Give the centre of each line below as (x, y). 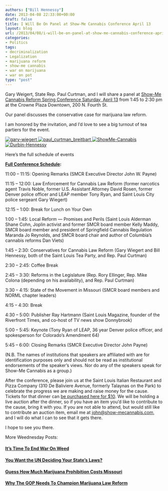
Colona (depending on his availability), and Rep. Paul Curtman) (70, 280)
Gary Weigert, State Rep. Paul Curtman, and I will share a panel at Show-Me (83, 94)
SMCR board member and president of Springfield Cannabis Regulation (79, 229)
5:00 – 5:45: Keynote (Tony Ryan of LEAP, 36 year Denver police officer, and (84, 330)
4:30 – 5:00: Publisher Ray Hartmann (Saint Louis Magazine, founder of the (82, 315)
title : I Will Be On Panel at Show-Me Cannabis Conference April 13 (78, 24)
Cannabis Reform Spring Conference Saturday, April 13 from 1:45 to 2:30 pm (84, 99)
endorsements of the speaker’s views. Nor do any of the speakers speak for (83, 365)
